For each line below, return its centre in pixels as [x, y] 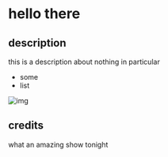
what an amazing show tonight [58, 144]
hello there [44, 14]
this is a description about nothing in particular [84, 62]
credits [26, 126]
